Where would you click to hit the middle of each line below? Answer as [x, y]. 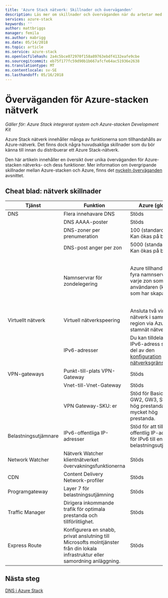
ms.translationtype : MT [30, 66]
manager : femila [22, 33]
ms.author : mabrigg [25, 38]
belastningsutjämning [88, 494]
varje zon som [146, 281]
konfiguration [145, 356]
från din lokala [80, 548]
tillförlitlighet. [78, 521]
